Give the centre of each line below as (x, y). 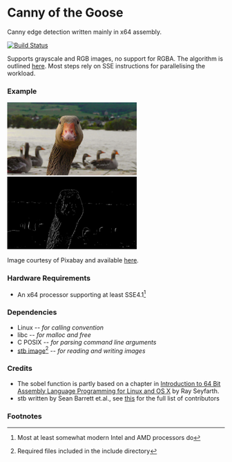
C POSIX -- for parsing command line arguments (87, 342)
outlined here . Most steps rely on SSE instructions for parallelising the (106, 66)
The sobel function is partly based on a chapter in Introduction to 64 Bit (119, 383)
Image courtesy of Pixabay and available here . (73, 260)
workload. (21, 73)
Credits (20, 369)
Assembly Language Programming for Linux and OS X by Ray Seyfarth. (118, 391)
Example (22, 91)
